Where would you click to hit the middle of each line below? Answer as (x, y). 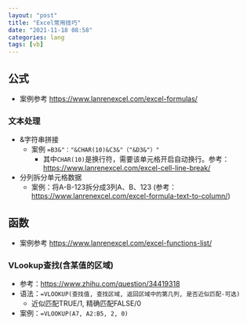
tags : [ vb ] (26, 45)
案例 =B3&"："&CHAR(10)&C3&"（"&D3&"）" (95, 149)
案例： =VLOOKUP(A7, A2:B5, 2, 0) (74, 313)
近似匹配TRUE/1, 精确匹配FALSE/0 (86, 304)
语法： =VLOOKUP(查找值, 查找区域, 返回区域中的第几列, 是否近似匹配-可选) (130, 294)
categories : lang (36, 37)
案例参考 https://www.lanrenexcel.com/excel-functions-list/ (116, 243)
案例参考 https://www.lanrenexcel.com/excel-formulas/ (109, 98)
